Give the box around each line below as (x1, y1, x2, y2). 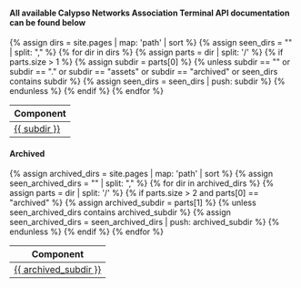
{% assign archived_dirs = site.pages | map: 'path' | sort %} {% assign (9, 169, 274, 180)
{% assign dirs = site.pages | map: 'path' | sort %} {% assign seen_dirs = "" (9, 37, 293, 48)
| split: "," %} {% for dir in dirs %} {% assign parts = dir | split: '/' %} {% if (9, 46, 284, 58)
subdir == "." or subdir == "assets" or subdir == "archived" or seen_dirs (9, 67, 278, 77)
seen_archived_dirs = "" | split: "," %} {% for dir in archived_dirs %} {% (9, 178, 275, 189)
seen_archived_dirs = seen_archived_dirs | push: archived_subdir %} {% (9, 217, 280, 228)
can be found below (9, 16, 86, 27)
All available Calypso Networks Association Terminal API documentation (9, 7, 290, 18)
